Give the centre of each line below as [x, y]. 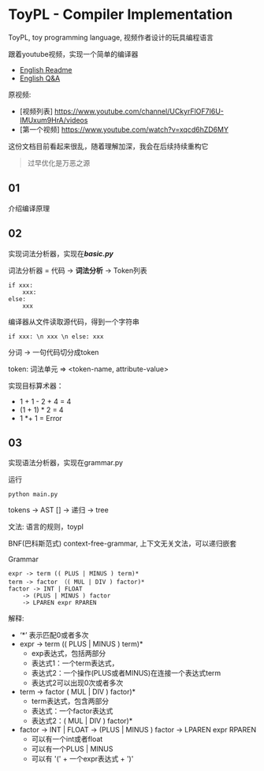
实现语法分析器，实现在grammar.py [66, 463]
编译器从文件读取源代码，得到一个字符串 [74, 322]
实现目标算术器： [36, 385]
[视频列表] [36, 111]
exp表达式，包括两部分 [69, 654]
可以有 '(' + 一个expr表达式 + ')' [82, 759]
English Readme [46, 69]
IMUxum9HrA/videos [54, 120]
